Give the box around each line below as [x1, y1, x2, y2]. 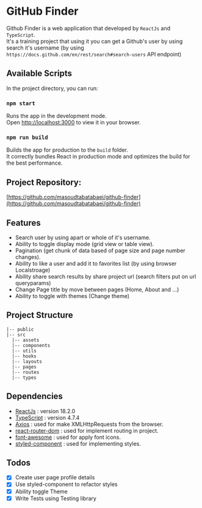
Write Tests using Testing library [15, 495, 96, 502]
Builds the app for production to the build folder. [6, 146, 129, 154]
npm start [6, 100, 35, 106]
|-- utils [12, 348, 37, 354]
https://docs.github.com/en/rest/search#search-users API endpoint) [6, 50, 182, 58]
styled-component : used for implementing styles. [15, 439, 142, 447]
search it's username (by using [6, 44, 84, 51]
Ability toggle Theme [15, 488, 68, 495]
